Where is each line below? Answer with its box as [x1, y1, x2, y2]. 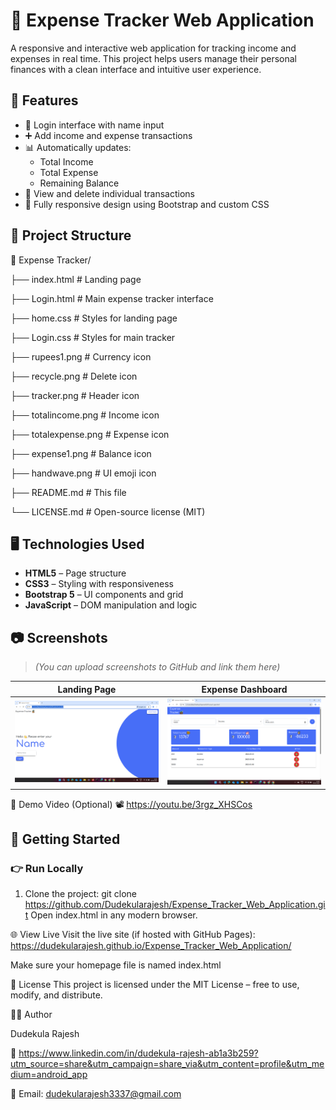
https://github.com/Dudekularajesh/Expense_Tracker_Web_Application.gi [24, 899, 326, 911]
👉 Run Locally [10, 862, 84, 875]
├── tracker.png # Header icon [10, 389, 140, 401]
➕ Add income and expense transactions [24, 129, 193, 141]
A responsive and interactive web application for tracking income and [10, 42, 297, 54]
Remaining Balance [39, 177, 120, 189]
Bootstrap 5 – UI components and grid [24, 589, 184, 601]
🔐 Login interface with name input [24, 119, 165, 131]
